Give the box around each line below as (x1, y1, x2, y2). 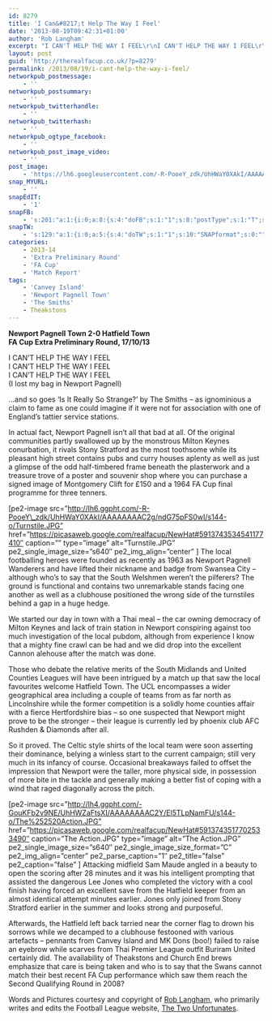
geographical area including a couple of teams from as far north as (8, 690, 232, 700)
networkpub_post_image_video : (8, 148, 111, 156)
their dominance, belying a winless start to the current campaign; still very (8, 748, 257, 759)
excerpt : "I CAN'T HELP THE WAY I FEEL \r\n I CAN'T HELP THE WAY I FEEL (8, 42, 255, 50)
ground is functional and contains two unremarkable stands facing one (8, 581, 244, 591)
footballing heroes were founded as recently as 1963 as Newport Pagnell (8, 555, 251, 565)
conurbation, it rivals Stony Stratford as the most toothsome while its (8, 444, 237, 454)
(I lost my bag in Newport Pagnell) (8, 378, 122, 388)
